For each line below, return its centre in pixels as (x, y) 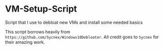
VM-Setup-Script (41, 9)
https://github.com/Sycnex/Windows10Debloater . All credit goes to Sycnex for (82, 37)
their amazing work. (25, 42)
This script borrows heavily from (38, 32)
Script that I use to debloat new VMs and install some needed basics (74, 22)
